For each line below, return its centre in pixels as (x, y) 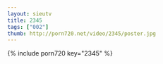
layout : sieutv (30, 14)
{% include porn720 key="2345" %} (60, 53)
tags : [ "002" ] (28, 27)
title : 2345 (25, 20)
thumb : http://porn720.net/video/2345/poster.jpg (82, 33)
